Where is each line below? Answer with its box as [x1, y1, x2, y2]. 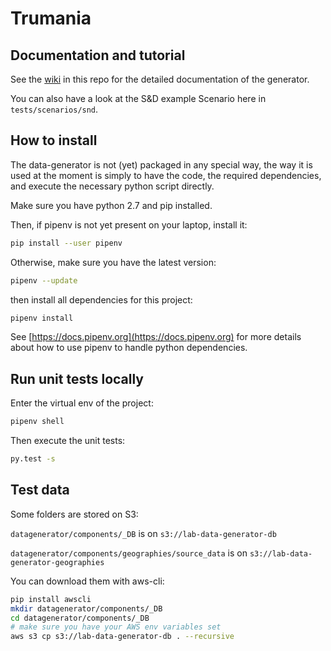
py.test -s [10, 454, 56, 464]
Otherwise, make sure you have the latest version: [10, 256, 217, 268]
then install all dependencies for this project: [10, 293, 193, 306]
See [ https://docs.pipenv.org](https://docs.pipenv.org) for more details [10, 331, 302, 343]
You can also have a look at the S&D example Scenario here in [10, 93, 267, 104]
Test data [10, 482, 70, 499]
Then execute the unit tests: [10, 435, 126, 447]
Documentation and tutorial [10, 47, 186, 64]
